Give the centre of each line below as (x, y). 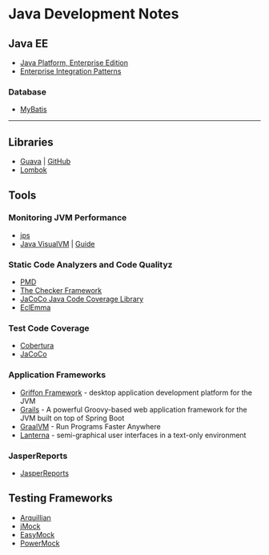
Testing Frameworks (61, 499)
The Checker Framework (61, 291)
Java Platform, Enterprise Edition (74, 62)
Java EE (28, 44)
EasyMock (37, 534)
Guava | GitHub (45, 162)
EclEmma (35, 308)
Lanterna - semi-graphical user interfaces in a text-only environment (133, 435)
